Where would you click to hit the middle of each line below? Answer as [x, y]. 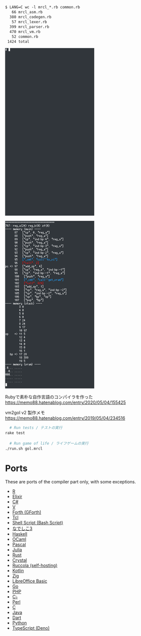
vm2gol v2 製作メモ [25, 412]
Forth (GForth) [27, 512]
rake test [15, 433]
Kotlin [18, 571]
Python [19, 623]
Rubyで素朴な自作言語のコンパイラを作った [49, 397]
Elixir [17, 497]
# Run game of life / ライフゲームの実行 [49, 443]
